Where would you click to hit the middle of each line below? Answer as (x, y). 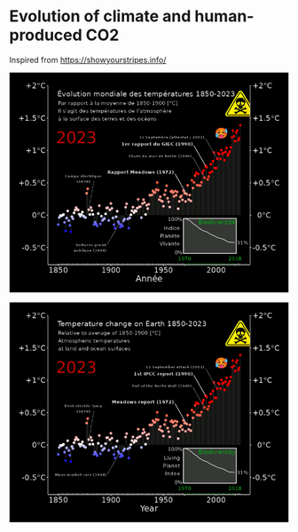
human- (224, 16)
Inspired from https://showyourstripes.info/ (88, 60)
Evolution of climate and (100, 16)
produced (46, 35)
